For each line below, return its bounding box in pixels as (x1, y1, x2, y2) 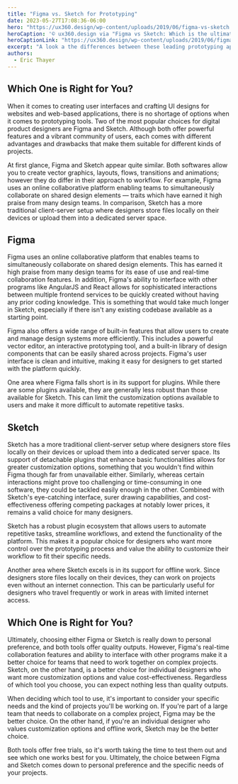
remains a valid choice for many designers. (7, 508, 133, 517)
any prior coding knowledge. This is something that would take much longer (7, 298, 229, 307)
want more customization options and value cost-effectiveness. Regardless (7, 673, 227, 681)
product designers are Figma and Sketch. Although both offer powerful (7, 124, 215, 133)
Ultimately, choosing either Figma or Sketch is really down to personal (7, 636, 211, 644)
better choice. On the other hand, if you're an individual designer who (7, 717, 210, 725)
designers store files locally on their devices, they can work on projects (7, 573, 216, 582)
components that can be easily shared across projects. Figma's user (7, 349, 208, 358)
